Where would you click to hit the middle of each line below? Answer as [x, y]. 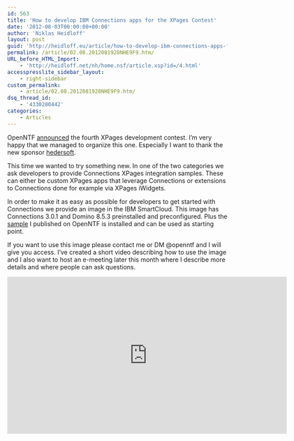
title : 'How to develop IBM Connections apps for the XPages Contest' [112, 20]
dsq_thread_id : [29, 98]
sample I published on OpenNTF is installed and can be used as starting [111, 223]
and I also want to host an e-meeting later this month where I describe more [116, 260]
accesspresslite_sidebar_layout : [56, 72]
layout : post [26, 40]
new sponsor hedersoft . [42, 152]
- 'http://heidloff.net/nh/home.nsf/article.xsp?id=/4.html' [110, 66]
